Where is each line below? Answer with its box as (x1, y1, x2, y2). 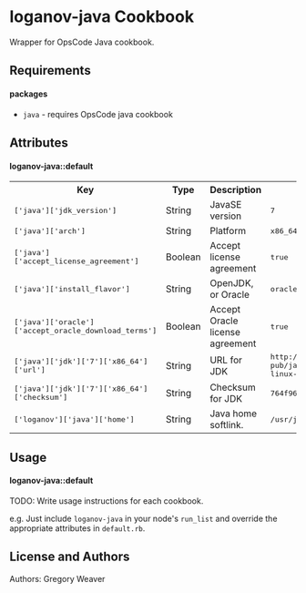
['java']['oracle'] (14, 317, 95, 327)
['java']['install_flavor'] (14, 284, 130, 293)
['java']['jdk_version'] (14, 205, 117, 215)
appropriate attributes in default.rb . (9, 522, 146, 534)
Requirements (9, 63, 91, 78)
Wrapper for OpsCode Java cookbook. (9, 36, 155, 47)
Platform (209, 225, 247, 238)
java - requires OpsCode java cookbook (22, 108, 173, 119)
